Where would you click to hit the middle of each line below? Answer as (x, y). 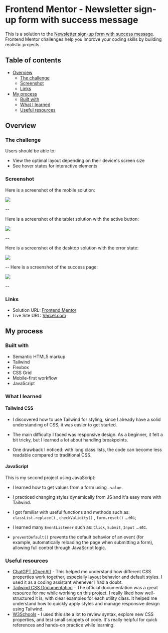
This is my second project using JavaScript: (50, 478)
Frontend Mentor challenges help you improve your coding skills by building (83, 39)
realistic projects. (23, 44)
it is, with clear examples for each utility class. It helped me (96, 598)
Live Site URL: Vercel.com (39, 316)
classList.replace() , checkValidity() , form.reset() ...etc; (74, 518)
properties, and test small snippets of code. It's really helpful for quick (85, 620)
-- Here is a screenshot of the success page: (52, 267)
